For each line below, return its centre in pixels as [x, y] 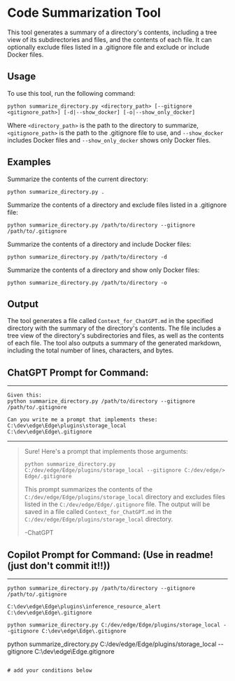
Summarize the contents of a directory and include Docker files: [99, 244]
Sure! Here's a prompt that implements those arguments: [106, 452]
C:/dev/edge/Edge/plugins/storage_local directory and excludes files [125, 497]
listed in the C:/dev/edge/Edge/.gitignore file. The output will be [117, 504]
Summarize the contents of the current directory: [78, 179]
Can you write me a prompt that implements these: [83, 420]
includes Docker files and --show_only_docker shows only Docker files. [109, 140]
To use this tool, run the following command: [71, 93]
